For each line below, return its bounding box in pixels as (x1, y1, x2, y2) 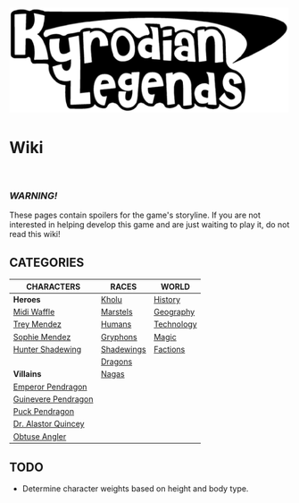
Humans (101, 319, 132, 329)
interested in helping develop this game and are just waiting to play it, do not (9, 219, 290, 230)
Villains (12, 369, 42, 379)
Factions (153, 344, 186, 354)
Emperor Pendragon (12, 381, 87, 392)
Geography (153, 307, 195, 318)
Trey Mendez (12, 319, 62, 329)
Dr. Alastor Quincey (12, 419, 85, 430)
